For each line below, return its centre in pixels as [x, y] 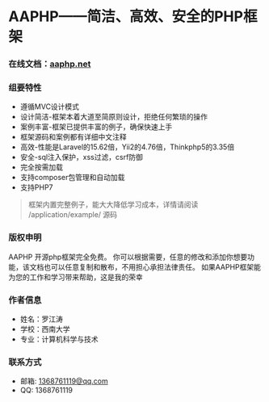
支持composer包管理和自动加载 [72, 178]
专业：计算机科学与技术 [59, 339]
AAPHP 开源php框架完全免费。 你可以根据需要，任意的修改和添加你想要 [128, 257]
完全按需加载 [41, 167]
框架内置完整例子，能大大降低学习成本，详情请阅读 [113, 205]
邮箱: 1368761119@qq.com [64, 381]
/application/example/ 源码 [73, 215]
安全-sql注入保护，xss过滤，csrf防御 [82, 157]
